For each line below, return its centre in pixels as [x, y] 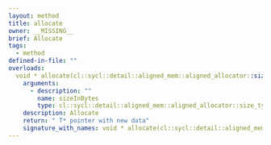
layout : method [34, 16]
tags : [17, 46]
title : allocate [35, 23]
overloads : [27, 68]
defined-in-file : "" [43, 61]
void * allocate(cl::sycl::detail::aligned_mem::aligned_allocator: [133, 76]
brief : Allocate [35, 38]
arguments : [41, 83]
